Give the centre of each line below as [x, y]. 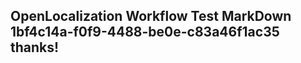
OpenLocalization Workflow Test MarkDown [151, 16]
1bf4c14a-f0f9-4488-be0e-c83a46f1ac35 [145, 32]
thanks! [35, 47]
